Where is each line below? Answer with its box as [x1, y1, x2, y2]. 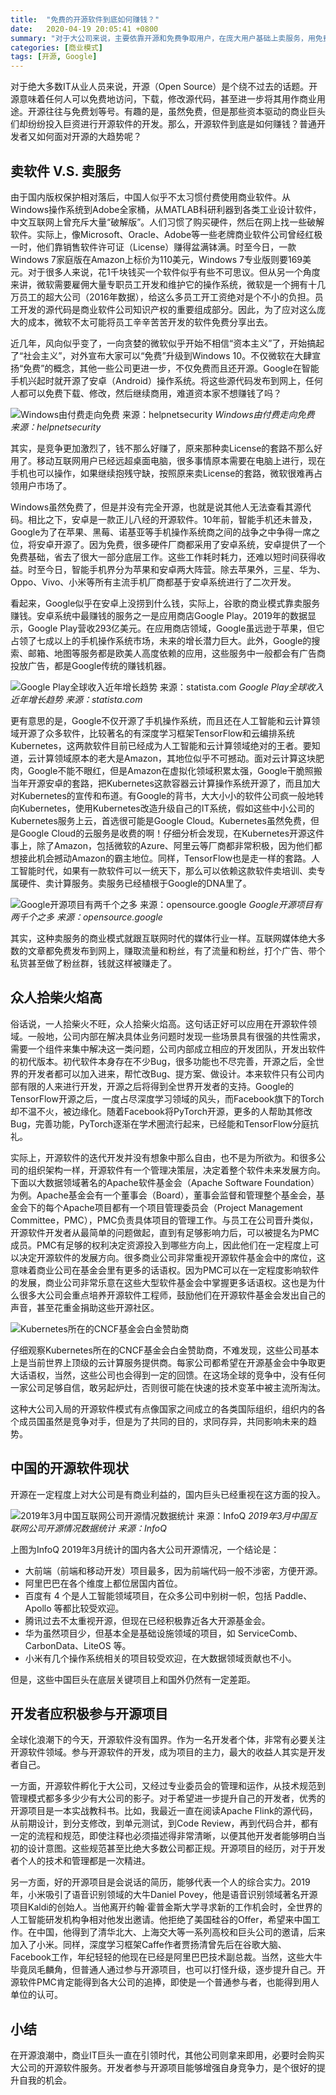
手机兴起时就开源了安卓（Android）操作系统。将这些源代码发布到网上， [10, 374, 306, 386]
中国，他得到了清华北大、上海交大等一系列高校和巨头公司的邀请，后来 [36, 1926, 326, 1938]
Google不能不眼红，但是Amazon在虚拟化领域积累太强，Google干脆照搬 [27, 764, 323, 776]
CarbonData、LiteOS [24, 1639, 112, 1651]
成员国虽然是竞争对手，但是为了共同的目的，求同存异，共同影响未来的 [18, 1415, 308, 1427]
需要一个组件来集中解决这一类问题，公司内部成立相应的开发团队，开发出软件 [10, 1042, 326, 1055]
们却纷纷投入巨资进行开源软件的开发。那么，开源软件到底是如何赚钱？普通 [10, 118, 317, 130]
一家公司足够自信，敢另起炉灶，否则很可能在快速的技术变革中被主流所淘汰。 [10, 1381, 326, 1393]
